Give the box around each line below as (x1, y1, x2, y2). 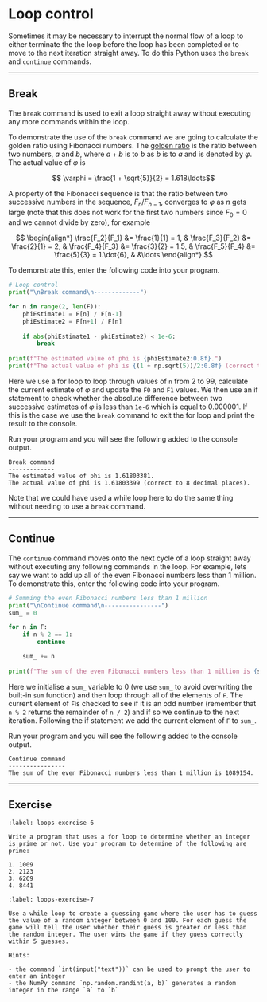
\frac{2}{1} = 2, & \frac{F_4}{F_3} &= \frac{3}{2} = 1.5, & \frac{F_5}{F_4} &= (11, 242, 256, 251)
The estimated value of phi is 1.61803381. (8, 472, 155, 480)
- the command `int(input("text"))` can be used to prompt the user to (8, 965, 250, 973)
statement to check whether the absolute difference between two (8, 393, 222, 403)
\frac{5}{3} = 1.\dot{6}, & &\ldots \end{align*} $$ (54, 250, 213, 260)
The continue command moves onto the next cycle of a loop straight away (8, 553, 252, 563)
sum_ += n (22, 653, 56, 661)
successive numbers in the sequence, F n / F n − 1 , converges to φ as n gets (8, 197, 247, 208)
